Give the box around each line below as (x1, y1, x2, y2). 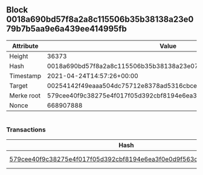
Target (9, 81, 28, 90)
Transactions (6, 125, 47, 134)
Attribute (11, 42, 39, 50)
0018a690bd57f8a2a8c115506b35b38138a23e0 (6, 15, 194, 25)
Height (9, 51, 28, 60)
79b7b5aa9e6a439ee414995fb (6, 24, 127, 34)
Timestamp (9, 71, 42, 80)
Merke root (9, 91, 41, 99)
